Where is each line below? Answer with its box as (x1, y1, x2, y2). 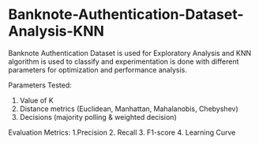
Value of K (19, 95, 54, 105)
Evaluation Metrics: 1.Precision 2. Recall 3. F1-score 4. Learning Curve (8, 128, 236, 137)
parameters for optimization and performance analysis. (8, 65, 188, 74)
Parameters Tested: (8, 80, 73, 90)
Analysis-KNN (8, 22, 105, 40)
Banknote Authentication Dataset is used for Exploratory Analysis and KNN (8, 48, 251, 58)
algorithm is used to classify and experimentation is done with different (8, 57, 239, 66)
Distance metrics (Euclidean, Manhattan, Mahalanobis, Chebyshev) (19, 104, 238, 113)
